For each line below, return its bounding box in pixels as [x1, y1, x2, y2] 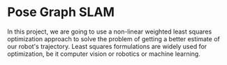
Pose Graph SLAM [7, 4, 115, 20]
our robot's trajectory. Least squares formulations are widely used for [7, 42, 207, 50]
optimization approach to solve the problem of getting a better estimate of [7, 34, 220, 43]
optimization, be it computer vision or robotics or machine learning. [7, 50, 200, 58]
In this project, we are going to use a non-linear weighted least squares [7, 27, 212, 36]
